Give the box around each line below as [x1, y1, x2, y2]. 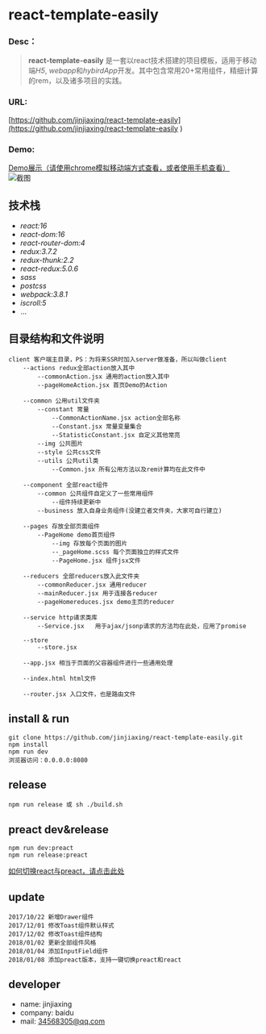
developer [8, 978, 60, 991]
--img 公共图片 [37, 440, 83, 448]
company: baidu [19, 1007, 74, 1017]
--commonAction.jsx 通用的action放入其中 [37, 373, 170, 381]
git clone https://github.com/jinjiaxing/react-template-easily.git [8, 733, 243, 741]
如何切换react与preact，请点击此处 [8, 866, 125, 876]
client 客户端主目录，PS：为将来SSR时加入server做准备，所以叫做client [8, 355, 227, 364]
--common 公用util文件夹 [23, 397, 101, 405]
